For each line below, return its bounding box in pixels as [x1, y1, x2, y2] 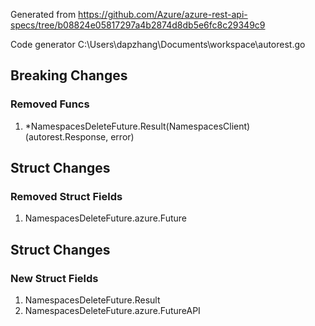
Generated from [10, 9, 77, 20]
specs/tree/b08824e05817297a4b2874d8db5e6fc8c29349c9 [10, 19, 266, 31]
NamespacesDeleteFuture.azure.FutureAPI [24, 305, 201, 317]
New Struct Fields [10, 271, 99, 285]
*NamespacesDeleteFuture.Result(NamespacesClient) [24, 120, 251, 132]
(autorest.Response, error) [24, 130, 135, 143]
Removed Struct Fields [10, 190, 123, 203]
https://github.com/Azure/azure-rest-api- [78, 9, 248, 20]
